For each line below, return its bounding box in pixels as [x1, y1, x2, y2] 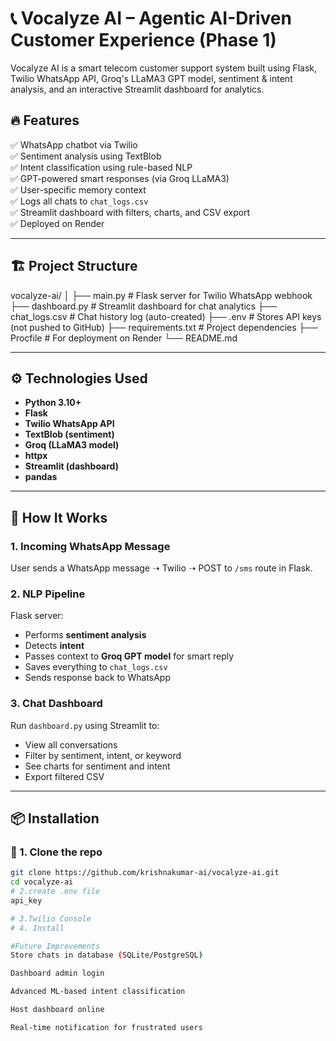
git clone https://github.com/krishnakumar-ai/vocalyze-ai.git [10, 868, 280, 878]
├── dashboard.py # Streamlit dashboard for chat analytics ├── [10, 300, 277, 312]
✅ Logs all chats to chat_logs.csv [10, 195, 149, 207]
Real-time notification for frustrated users [10, 1022, 203, 1032]
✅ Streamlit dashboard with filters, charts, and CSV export [10, 206, 251, 218]
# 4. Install [10, 923, 65, 933]
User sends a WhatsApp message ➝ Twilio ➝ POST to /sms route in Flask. [10, 562, 313, 574]
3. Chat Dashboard [10, 697, 103, 711]
